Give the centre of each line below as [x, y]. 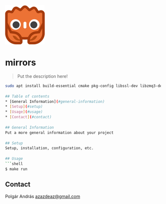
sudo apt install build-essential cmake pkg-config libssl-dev [72, 86]
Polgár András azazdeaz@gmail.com [43, 196]
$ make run [16, 169]
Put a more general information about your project [59, 133]
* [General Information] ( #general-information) [55, 102]
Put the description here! [42, 76]
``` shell [14, 164]
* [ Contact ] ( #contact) [28, 117]
